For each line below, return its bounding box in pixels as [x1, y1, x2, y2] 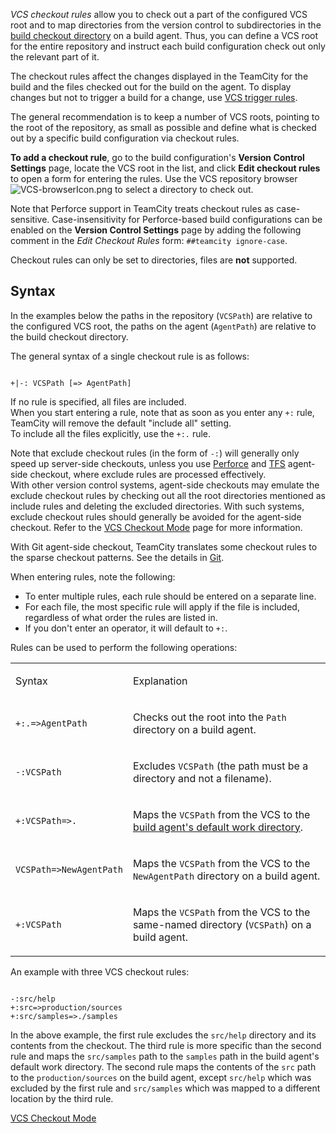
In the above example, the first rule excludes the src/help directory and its [10, 1029, 317, 1041]
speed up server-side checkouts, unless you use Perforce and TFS [10, 457, 286, 469]
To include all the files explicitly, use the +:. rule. [10, 427, 212, 439]
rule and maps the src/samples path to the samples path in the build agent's [10, 1050, 320, 1062]
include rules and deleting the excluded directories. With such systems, [10, 500, 305, 512]
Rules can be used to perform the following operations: [10, 641, 238, 653]
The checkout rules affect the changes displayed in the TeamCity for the [10, 70, 309, 82]
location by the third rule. [10, 1092, 114, 1104]
